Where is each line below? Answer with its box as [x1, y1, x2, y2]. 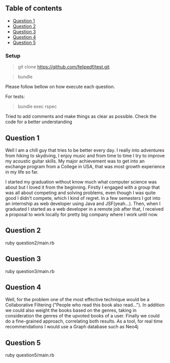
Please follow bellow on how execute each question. [5, 84, 116, 90]
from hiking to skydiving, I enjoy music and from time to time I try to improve [5, 152, 165, 158]
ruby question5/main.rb [5, 352, 54, 358]
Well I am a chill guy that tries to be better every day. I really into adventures [5, 147, 164, 153]
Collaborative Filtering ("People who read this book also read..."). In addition [5, 302, 165, 308]
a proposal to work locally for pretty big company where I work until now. [5, 211, 159, 217]
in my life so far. [5, 169, 39, 175]
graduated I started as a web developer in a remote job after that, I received [5, 206, 164, 212]
